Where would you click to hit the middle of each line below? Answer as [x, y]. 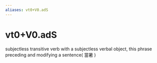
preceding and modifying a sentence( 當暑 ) [51, 55]
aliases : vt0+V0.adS [27, 10]
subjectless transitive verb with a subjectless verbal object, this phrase [79, 49]
